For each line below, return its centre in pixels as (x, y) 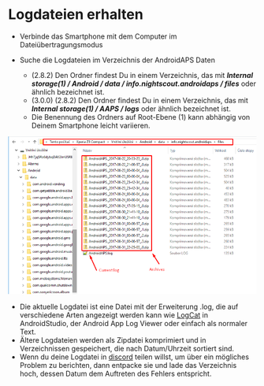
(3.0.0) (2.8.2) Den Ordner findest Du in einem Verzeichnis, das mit (139, 100)
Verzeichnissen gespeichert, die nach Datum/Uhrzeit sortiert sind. (127, 348)
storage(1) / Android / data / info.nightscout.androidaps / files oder (144, 84)
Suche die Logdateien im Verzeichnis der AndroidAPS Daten (117, 60)
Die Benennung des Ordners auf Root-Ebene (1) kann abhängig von (141, 117)
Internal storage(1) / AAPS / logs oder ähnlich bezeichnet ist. (131, 109)
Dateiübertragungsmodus (61, 44)
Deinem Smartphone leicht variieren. (91, 125)
